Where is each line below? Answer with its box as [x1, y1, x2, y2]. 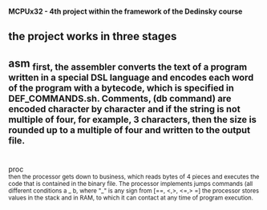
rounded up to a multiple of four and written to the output [8, 124, 251, 135]
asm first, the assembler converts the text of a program [8, 57, 248, 72]
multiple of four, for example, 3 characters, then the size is [8, 113, 257, 125]
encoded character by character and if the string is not [8, 103, 241, 115]
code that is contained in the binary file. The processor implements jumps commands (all [8, 180, 253, 188]
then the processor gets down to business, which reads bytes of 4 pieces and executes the [8, 173, 260, 181]
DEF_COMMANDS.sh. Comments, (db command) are [8, 92, 232, 104]
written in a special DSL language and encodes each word [8, 71, 254, 83]
